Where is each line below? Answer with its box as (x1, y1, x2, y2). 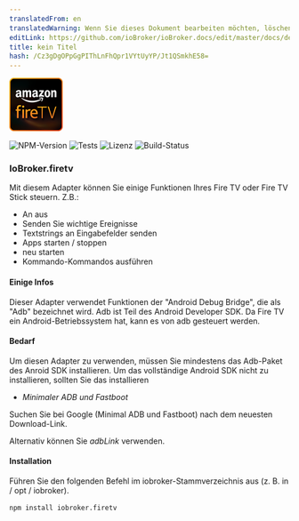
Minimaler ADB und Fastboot (21, 391, 129, 402)
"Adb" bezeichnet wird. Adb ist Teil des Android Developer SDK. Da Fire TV (9, 306, 285, 317)
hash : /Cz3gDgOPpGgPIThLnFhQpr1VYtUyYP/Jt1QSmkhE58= (9, 52, 209, 61)
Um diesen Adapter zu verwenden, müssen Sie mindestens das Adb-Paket (9, 356, 283, 366)
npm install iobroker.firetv (9, 503, 117, 513)
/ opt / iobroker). (9, 485, 69, 496)
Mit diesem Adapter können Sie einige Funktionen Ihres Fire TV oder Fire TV (9, 182, 288, 193)
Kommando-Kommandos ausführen (21, 256, 154, 267)
